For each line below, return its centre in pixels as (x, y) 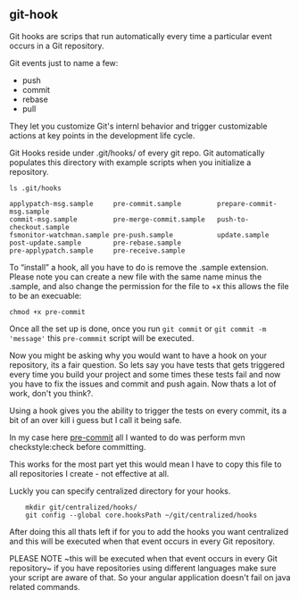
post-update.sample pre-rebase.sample (95, 243)
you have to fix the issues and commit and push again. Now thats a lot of (143, 384)
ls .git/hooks (36, 188)
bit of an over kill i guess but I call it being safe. (96, 420)
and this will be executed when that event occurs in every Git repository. (142, 541)
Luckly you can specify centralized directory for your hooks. (120, 491)
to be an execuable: (46, 295)
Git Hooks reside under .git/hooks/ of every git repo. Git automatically (137, 153)
